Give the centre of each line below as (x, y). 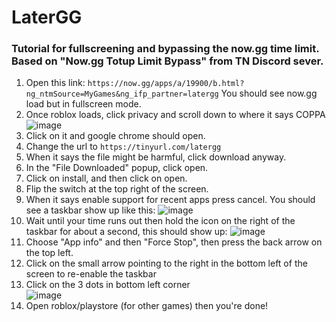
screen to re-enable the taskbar (91, 274)
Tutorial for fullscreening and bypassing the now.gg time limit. (165, 49)
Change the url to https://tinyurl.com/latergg (123, 147)
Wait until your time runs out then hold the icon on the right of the (160, 221)
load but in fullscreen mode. (83, 104)
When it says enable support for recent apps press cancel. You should (170, 200)
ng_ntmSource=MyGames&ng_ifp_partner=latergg (122, 94)
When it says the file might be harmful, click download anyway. (156, 157)
